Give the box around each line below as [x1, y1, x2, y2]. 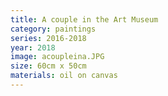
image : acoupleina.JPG [10, 52, 105, 62]
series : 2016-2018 [10, 33, 87, 43]
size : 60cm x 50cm [10, 61, 87, 71]
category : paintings [10, 24, 97, 34]
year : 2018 [10, 42, 56, 53]
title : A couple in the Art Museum [10, 14, 159, 25]
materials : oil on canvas [10, 71, 118, 81]
